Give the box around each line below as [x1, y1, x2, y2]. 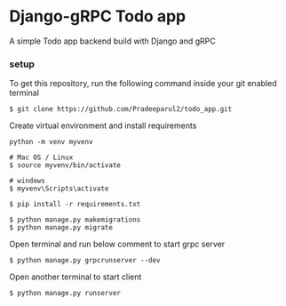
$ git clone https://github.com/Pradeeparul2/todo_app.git [9, 105, 233, 114]
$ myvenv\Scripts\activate [9, 184, 109, 193]
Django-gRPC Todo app [9, 6, 187, 27]
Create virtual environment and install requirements [9, 120, 197, 131]
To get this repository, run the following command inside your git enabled [9, 78, 277, 89]
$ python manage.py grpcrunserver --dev [9, 256, 162, 265]
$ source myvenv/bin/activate [9, 161, 122, 170]
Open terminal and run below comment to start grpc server [9, 238, 226, 250]
